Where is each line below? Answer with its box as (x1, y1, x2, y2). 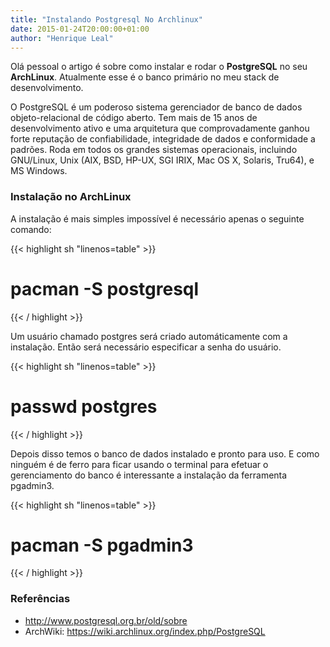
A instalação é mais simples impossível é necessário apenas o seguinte (10, 212, 305, 225)
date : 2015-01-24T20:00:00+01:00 (10, 24, 150, 34)
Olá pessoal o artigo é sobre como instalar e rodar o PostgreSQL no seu (10, 61, 308, 73)
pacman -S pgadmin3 (10, 534, 194, 556)
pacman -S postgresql (10, 277, 200, 300)
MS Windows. (10, 165, 68, 177)
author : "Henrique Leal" (10, 33, 114, 43)
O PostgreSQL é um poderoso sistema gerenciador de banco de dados (10, 101, 303, 113)
